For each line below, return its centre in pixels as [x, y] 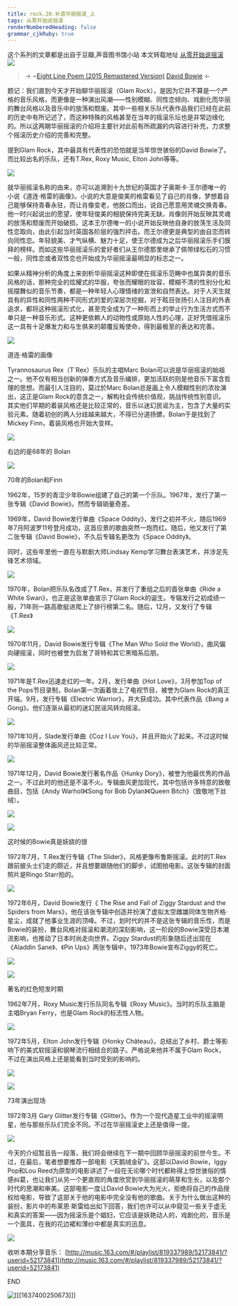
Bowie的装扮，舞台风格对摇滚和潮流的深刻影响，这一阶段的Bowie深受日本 [115, 929]
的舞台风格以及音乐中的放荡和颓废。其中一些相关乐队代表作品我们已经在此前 [119, 109]
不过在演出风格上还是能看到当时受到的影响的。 [75, 1059]
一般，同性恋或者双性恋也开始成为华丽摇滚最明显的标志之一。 [97, 258]
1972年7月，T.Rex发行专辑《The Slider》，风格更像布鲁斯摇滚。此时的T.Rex [117, 857]
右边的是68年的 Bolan [39, 452]
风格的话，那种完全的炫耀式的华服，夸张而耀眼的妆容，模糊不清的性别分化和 [119, 282]
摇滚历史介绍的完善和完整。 [53, 135]
